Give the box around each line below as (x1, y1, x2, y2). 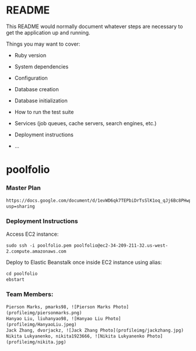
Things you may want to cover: (6, 40, 80, 47)
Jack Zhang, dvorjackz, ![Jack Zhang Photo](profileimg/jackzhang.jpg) (6, 328, 184, 333)
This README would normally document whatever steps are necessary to (6, 23, 183, 30)
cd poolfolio (6, 270, 38, 277)
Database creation (14, 85, 60, 92)
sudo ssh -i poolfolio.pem (6, 242, 72, 249)
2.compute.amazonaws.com (6, 248, 66, 254)
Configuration (14, 74, 48, 81)
